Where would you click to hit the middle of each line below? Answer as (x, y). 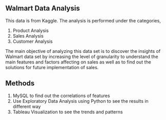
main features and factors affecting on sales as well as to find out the (78, 62)
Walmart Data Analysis (43, 8)
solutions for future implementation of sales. (52, 67)
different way (27, 106)
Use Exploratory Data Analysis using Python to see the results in (80, 101)
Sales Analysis (28, 36)
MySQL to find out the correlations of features (61, 96)
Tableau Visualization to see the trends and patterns (68, 112)
